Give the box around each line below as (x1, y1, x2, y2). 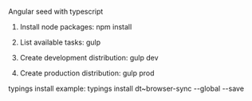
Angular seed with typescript (8, 7, 104, 16)
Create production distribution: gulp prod (19, 68, 155, 78)
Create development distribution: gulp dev (19, 53, 159, 62)
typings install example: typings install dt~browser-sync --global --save (8, 84, 245, 93)
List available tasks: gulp (19, 37, 101, 47)
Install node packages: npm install (19, 22, 132, 31)
